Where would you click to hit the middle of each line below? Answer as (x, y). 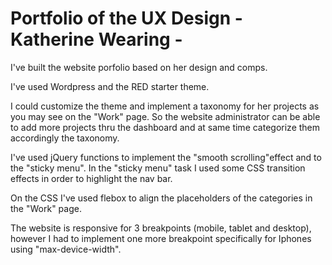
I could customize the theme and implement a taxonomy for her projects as (165, 106)
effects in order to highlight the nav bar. (91, 178)
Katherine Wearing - (96, 39)
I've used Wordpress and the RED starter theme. (110, 86)
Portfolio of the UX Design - (126, 18)
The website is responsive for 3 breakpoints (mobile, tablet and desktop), (161, 228)
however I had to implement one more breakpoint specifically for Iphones (161, 238)
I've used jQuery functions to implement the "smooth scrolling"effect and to (166, 157)
